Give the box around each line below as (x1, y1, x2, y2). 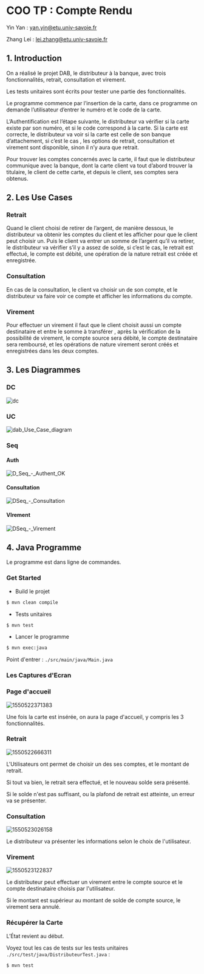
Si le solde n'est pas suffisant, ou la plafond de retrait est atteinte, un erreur (6, 790, 195, 797)
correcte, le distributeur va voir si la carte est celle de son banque (6, 130, 171, 138)
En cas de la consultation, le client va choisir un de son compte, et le (6, 286, 178, 293)
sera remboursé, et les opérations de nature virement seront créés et (6, 341, 179, 348)
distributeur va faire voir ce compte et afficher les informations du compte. (6, 292, 193, 300)
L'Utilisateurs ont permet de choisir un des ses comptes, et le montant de (6, 760, 189, 768)
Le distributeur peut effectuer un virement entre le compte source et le (6, 878, 183, 886)
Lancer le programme (15, 633, 70, 640)
